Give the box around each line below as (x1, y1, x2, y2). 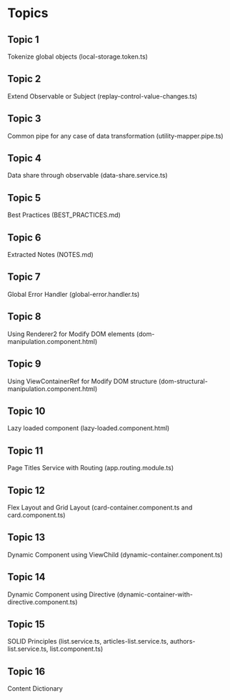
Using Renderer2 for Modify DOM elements (7, 330, 135, 338)
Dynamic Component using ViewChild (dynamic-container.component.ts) (7, 550, 223, 559)
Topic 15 (7, 618, 45, 630)
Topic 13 (7, 532, 46, 544)
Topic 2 (7, 73, 41, 85)
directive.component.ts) (7, 597, 78, 606)
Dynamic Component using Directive (7, 590, 116, 599)
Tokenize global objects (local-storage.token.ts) (7, 52, 149, 61)
